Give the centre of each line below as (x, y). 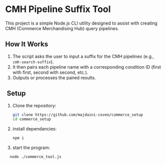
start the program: (31, 148)
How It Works (27, 44)
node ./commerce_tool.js (36, 157)
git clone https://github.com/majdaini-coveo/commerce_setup (78, 115)
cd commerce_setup (32, 119)
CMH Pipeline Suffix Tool (58, 9)
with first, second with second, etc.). (50, 72)
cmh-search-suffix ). (33, 62)
